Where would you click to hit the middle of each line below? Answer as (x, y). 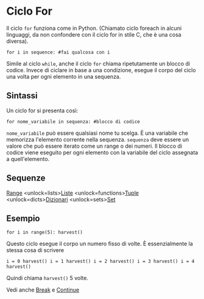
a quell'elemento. (28, 159)
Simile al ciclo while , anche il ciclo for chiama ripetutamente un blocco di (98, 63)
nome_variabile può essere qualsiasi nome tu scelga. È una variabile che (97, 133)
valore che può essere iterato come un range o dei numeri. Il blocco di (94, 146)
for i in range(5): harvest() (45, 232)
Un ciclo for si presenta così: (42, 110)
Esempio (23, 218)
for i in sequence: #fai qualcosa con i (58, 52)
